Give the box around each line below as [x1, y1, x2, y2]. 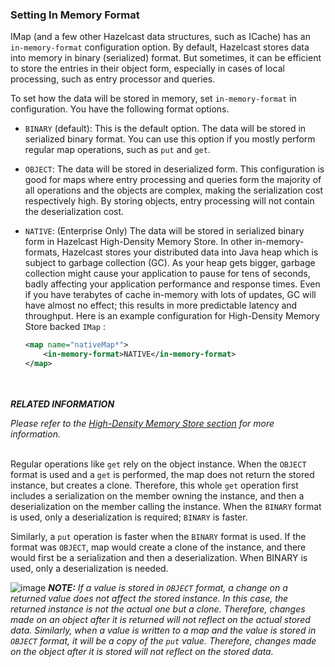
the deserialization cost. [24, 206, 125, 218]
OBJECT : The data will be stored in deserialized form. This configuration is [24, 163, 325, 175]
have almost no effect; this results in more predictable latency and [24, 299, 298, 312]
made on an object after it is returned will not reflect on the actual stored [10, 613, 311, 625]
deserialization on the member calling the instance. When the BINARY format [10, 500, 322, 512]
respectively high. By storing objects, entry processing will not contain [24, 195, 315, 207]
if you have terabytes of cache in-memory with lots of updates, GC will [24, 289, 317, 301]
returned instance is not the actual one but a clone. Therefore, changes [10, 603, 306, 615]
